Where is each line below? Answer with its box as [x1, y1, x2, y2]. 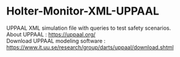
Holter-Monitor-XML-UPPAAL [6, 4, 160, 18]
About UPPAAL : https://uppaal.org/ [6, 30, 96, 38]
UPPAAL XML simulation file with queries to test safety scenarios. [6, 24, 171, 32]
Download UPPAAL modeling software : [6, 37, 106, 44]
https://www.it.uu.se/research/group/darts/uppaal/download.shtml [6, 44, 174, 51]
